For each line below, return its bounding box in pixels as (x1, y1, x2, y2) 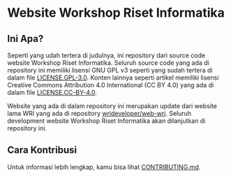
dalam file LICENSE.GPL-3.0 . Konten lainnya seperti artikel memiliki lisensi (7, 73, 219, 82)
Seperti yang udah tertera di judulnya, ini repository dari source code (7, 51, 206, 59)
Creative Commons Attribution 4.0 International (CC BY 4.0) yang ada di (7, 81, 214, 89)
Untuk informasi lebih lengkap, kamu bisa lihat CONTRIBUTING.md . (7, 163, 201, 171)
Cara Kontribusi (7, 144, 77, 156)
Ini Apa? (7, 33, 44, 45)
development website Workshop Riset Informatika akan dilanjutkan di (7, 117, 206, 125)
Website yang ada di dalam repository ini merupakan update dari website (7, 102, 218, 110)
